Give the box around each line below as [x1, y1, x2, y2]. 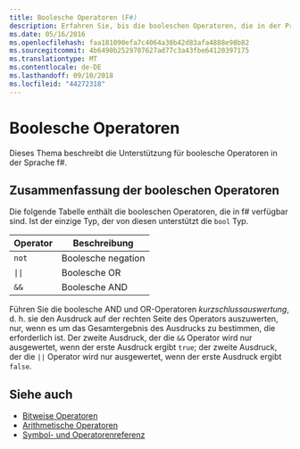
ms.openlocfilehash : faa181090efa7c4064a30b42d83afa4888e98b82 [9, 37, 250, 47]
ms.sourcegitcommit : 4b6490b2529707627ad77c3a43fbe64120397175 [9, 46, 250, 55]
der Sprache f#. [9, 157, 68, 168]
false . [9, 361, 32, 371]
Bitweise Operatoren [21, 411, 98, 421]
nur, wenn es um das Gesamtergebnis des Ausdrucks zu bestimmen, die [9, 323, 276, 334]
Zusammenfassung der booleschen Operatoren [9, 182, 279, 197]
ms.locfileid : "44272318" [9, 79, 105, 88]
